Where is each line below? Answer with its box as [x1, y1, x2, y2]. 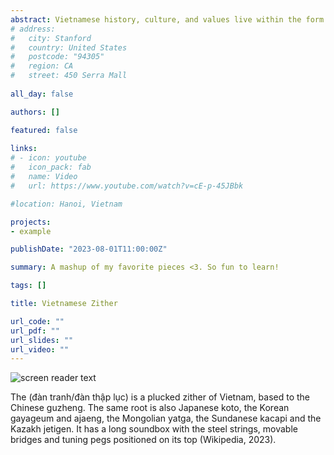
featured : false [10, 125, 78, 135]
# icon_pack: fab [10, 162, 92, 173]
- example [10, 226, 52, 236]
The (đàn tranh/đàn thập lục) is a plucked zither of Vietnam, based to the [10, 391, 310, 403]
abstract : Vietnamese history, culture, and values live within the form [10, 14, 325, 25]
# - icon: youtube [10, 153, 87, 163]
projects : [10, 217, 52, 227]
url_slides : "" [10, 335, 74, 345]
